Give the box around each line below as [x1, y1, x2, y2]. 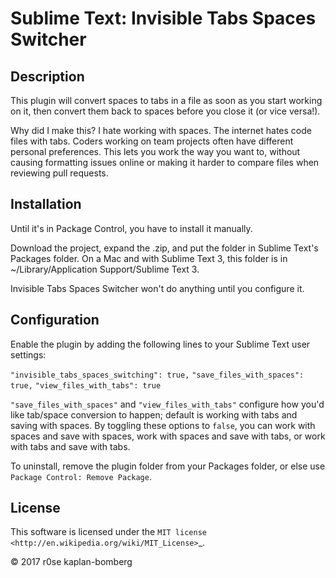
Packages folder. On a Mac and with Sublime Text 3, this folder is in [10, 252, 288, 264]
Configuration [10, 312, 100, 329]
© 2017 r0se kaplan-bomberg [10, 556, 133, 568]
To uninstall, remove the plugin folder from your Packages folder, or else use [10, 460, 326, 472]
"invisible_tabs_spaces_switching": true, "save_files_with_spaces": [10, 370, 305, 380]
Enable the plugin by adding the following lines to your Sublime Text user [10, 338, 311, 350]
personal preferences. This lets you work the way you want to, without [10, 146, 301, 157]
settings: [10, 348, 47, 361]
